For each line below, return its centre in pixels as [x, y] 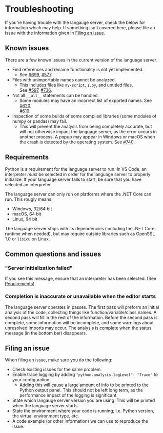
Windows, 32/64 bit [32, 209]
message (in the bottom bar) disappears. [46, 333]
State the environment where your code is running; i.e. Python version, [83, 411]
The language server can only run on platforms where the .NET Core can [78, 194]
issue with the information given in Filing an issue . [55, 33]
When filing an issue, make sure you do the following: [59, 360]
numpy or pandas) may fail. [40, 121]
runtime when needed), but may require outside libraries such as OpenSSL [80, 234]
